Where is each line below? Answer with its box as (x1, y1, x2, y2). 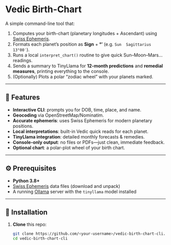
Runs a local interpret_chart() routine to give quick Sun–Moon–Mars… (12, 52, 163, 58)
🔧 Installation (5, 208, 48, 216)
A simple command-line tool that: (5, 20, 75, 26)
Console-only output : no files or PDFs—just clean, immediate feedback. (12, 139, 165, 145)
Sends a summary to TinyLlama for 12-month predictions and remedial (12, 63, 163, 69)
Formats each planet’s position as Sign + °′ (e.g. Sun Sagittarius (12, 41, 152, 47)
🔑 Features (5, 93, 40, 102)
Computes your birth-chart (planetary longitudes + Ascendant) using (12, 30, 157, 36)
